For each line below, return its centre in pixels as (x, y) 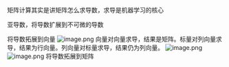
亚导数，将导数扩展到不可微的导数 (55, 25)
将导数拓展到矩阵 (70, 56)
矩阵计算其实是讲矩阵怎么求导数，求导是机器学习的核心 (85, 10)
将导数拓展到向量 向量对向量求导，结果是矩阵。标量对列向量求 (115, 39)
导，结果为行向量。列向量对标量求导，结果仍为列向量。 (85, 48)
